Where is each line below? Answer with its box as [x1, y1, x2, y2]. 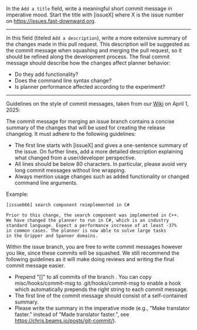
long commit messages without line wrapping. [14, 167, 126, 174]
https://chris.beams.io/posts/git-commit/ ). [14, 317, 117, 324]
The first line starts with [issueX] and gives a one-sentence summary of [14, 142, 188, 149]
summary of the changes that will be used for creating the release [6, 124, 165, 131]
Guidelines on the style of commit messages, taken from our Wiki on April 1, [6, 100, 189, 107]
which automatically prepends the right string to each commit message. [14, 286, 189, 293]
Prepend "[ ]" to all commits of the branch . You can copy [14, 274, 152, 280]
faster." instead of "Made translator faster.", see [14, 311, 130, 318]
